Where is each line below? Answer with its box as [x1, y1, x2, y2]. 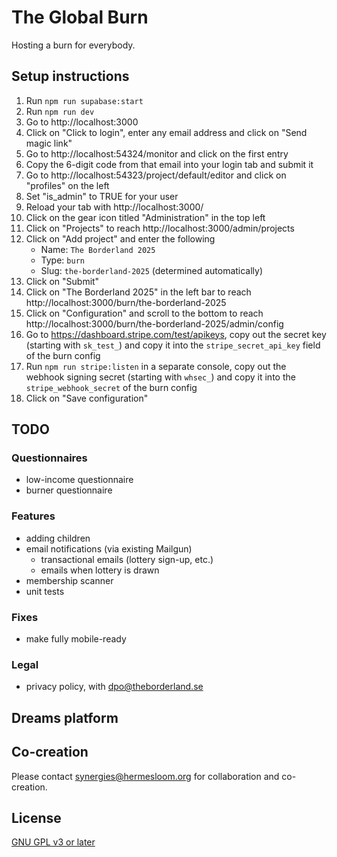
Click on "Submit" [25, 275, 100, 287]
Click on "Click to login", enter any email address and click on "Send [25, 126, 308, 138]
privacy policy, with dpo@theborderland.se [25, 681, 204, 693]
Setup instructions [11, 68, 130, 85]
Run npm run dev [25, 105, 95, 117]
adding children [25, 532, 91, 544]
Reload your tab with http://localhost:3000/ [25, 201, 204, 213]
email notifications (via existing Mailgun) [25, 542, 193, 555]
